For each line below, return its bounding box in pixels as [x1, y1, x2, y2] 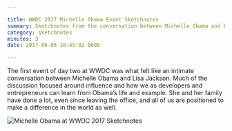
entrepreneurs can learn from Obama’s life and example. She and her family [7, 89, 223, 97]
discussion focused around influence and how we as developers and [7, 81, 203, 90]
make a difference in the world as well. [7, 103, 117, 112]
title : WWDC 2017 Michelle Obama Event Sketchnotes [7, 16, 159, 23]
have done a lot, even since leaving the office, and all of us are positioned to [7, 96, 224, 104]
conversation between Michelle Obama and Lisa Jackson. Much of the [7, 74, 208, 83]
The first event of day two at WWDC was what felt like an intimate [7, 67, 195, 75]
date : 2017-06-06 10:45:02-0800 [7, 42, 100, 49]
